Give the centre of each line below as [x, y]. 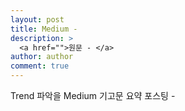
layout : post [37, 19]
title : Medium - [44, 29]
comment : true [40, 66]
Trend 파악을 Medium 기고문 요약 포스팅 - [93, 95]
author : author [42, 57]
